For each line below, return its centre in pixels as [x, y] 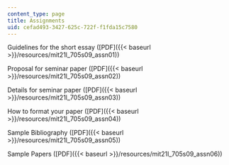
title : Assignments [36, 21]
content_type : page [36, 14]
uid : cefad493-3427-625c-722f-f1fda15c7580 [73, 27]
